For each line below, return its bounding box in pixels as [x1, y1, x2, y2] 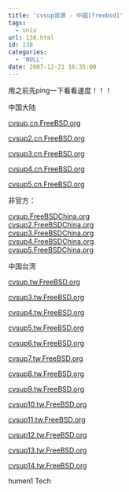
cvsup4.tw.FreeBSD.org [8, 307, 85, 317]
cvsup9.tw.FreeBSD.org [8, 384, 85, 393]
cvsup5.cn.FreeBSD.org [8, 179, 85, 189]
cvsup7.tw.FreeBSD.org [8, 353, 84, 363]
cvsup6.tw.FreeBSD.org [8, 338, 85, 347]
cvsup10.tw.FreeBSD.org [8, 400, 87, 409]
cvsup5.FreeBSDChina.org [8, 245, 94, 254]
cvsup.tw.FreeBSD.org [8, 277, 81, 287]
